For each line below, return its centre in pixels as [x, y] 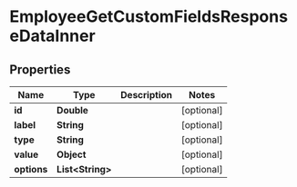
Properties [40, 69]
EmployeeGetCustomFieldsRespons [149, 17]
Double [72, 110]
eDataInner [52, 36]
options [31, 169]
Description [147, 95]
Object [71, 154]
